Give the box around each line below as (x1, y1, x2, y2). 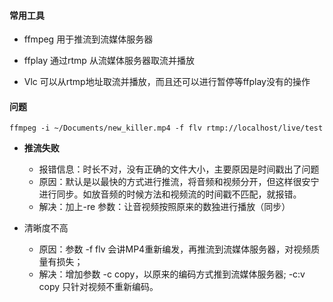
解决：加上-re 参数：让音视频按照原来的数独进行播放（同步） (38, 201, 291, 213)
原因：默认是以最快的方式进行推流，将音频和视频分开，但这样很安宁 (38, 176, 320, 188)
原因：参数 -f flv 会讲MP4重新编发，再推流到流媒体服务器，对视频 (38, 243, 312, 255)
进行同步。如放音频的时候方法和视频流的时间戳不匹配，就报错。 (38, 188, 302, 200)
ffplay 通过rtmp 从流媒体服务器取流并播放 (23, 55, 195, 67)
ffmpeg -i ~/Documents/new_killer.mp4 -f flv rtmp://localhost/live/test (9, 123, 324, 134)
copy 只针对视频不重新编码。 (38, 281, 159, 293)
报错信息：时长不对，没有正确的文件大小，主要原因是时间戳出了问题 (38, 163, 320, 175)
